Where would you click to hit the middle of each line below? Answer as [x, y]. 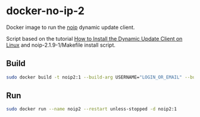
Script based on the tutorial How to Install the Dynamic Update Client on [94, 38]
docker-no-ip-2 [46, 11]
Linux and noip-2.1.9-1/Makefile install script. [61, 45]
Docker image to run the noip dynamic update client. [71, 27]
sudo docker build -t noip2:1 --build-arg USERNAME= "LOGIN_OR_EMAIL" [94, 77]
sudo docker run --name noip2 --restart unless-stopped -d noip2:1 [92, 109]
